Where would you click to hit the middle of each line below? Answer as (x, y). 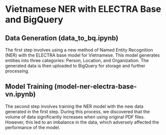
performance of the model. (33, 127)
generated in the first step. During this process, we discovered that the (78, 111)
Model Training (29, 87)
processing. (17, 71)
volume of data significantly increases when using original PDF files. (75, 117)
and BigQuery (34, 20)
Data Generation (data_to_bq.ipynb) (62, 38)
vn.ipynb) (20, 95)
